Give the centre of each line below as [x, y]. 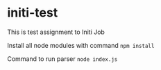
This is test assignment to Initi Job [56, 32]
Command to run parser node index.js [62, 59]
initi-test [33, 13]
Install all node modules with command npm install [81, 45]
